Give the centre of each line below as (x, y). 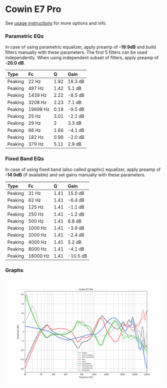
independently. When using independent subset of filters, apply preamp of (82, 58)
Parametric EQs (24, 36)
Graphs (14, 270)
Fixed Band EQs (24, 158)
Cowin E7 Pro (33, 9)
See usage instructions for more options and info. (56, 23)
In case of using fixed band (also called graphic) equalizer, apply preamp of (83, 169)
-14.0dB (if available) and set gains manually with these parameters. (75, 175)
